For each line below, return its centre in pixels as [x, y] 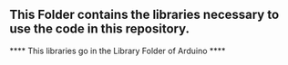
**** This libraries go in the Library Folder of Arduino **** [118, 51]
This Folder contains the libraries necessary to [144, 15]
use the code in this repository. [99, 29]
